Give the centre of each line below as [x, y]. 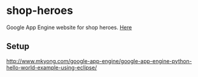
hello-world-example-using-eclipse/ [52, 67]
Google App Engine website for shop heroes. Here [69, 27]
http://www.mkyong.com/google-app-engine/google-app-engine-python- [99, 61]
